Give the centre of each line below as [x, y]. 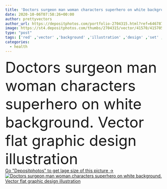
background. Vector [75, 122]
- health [19, 47]
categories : [17, 42]
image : [12, 28]
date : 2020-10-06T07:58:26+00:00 [40, 14]
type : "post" [19, 33]
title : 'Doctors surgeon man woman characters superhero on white [75, 10]
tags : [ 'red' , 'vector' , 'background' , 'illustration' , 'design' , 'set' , [84, 38]
